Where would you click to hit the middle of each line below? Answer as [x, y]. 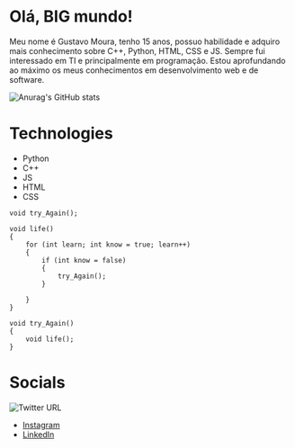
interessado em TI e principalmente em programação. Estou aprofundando [147, 60]
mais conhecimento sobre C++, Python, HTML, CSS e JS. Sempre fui [137, 50]
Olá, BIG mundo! [71, 17]
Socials [37, 383]
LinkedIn [38, 435]
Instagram [41, 425]
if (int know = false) [84, 260]
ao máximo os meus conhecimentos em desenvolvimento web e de [134, 70]
